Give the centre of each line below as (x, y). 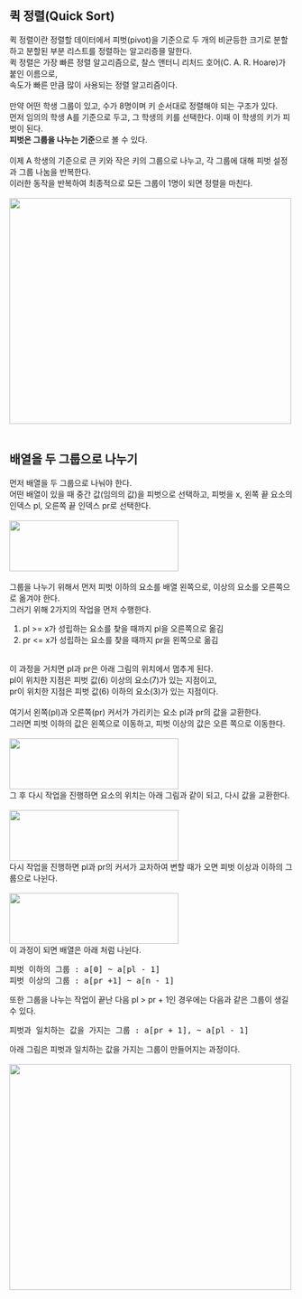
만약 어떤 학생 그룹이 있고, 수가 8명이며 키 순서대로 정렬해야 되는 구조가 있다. (144, 106)
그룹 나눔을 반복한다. (55, 172)
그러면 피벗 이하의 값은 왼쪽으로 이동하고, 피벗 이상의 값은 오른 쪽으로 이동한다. (147, 723)
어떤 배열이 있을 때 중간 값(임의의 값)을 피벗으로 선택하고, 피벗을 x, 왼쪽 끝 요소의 (151, 494)
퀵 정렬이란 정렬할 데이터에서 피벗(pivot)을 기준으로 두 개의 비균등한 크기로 (141, 40)
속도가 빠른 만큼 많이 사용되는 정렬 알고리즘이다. (94, 85)
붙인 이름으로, (34, 73)
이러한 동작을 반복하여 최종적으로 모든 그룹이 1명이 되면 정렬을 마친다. (131, 182)
